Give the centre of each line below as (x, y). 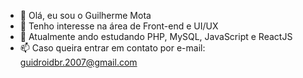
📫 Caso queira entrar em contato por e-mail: (112, 48)
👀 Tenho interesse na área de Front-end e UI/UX (119, 26)
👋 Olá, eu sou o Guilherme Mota (85, 15)
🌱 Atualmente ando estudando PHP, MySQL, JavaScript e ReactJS (156, 36)
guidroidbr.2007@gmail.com (78, 62)
